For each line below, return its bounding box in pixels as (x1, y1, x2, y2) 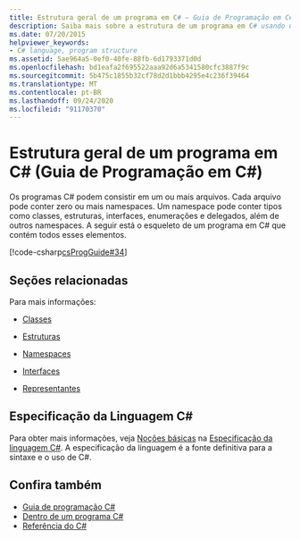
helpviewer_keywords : (9, 38, 90, 47)
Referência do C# (21, 520, 87, 531)
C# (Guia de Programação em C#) (9, 162, 263, 182)
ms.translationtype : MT (9, 80, 98, 88)
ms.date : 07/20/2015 (9, 29, 87, 38)
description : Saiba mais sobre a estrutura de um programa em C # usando (9, 21, 286, 30)
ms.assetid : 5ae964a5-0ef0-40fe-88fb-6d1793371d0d (9, 55, 202, 63)
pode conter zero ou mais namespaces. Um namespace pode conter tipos (9, 201, 283, 212)
